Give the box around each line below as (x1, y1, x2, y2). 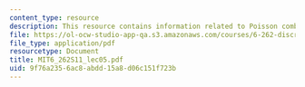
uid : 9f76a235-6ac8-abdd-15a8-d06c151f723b (9, 64, 177, 73)
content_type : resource (9, 13, 100, 23)
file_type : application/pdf (9, 38, 116, 48)
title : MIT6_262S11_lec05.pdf (9, 55, 124, 64)
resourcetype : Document (9, 47, 100, 56)
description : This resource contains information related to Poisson (9, 22, 279, 31)
